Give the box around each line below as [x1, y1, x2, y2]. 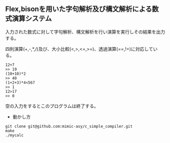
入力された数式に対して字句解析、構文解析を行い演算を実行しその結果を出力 [5, 28, 165, 34]
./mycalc [5, 132, 24, 138]
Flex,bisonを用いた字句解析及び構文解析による [5, 5, 152, 14]
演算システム [12, 14, 52, 23]
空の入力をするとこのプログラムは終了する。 [5, 103, 99, 109]
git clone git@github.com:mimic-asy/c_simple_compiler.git [5, 124, 133, 129]
